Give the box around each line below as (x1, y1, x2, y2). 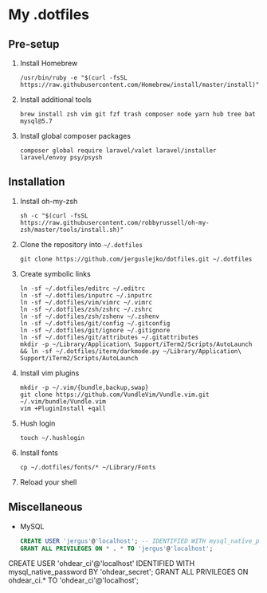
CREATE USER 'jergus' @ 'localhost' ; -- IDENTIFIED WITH (19, 536, 206, 545)
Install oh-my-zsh (19, 196, 78, 206)
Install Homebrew (19, 58, 78, 68)
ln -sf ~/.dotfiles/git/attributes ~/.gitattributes (19, 333, 199, 341)
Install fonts (19, 448, 58, 458)
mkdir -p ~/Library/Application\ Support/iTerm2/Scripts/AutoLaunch (19, 340, 253, 348)
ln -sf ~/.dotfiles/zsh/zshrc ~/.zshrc (19, 305, 153, 313)
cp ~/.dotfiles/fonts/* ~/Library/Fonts (19, 463, 156, 471)
